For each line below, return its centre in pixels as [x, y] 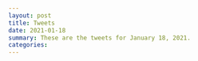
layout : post [30, 15]
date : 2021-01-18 [37, 30]
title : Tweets [32, 23]
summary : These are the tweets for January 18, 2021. [100, 38]
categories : [28, 45]
